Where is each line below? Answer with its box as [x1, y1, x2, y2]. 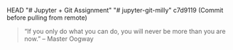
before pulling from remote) [6, 13, 88, 22]
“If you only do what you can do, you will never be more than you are [23, 27, 226, 35]
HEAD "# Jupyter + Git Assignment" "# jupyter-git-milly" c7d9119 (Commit [6, 6, 224, 14]
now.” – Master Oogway [23, 35, 94, 43]
